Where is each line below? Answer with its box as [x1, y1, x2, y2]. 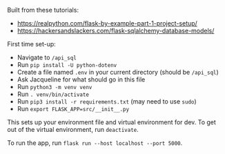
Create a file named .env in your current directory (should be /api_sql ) [17, 68, 219, 76]
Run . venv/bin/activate [17, 90, 90, 98]
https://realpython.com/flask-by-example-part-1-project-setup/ [17, 19, 198, 27]
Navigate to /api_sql [17, 53, 77, 61]
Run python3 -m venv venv [17, 83, 92, 90]
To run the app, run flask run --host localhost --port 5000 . [7, 139, 183, 147]
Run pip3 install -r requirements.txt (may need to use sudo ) [17, 97, 197, 106]
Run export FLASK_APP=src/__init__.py [17, 105, 130, 113]
